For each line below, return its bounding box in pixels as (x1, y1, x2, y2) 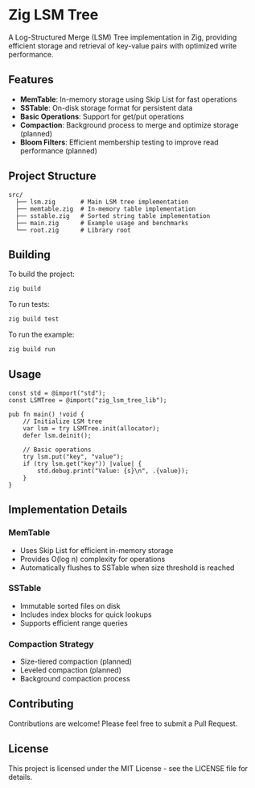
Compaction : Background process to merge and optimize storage (19, 119, 239, 130)
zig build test (8, 315, 60, 324)
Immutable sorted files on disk (19, 601, 121, 610)
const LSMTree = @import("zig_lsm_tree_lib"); (8, 396, 167, 404)
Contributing (8, 697, 74, 711)
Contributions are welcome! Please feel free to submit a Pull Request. (8, 719, 238, 728)
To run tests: (8, 300, 50, 309)
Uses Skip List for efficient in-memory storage (19, 545, 174, 555)
